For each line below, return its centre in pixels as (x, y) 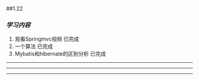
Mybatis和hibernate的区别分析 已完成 (60, 54)
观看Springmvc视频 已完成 (47, 39)
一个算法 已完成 (34, 46)
